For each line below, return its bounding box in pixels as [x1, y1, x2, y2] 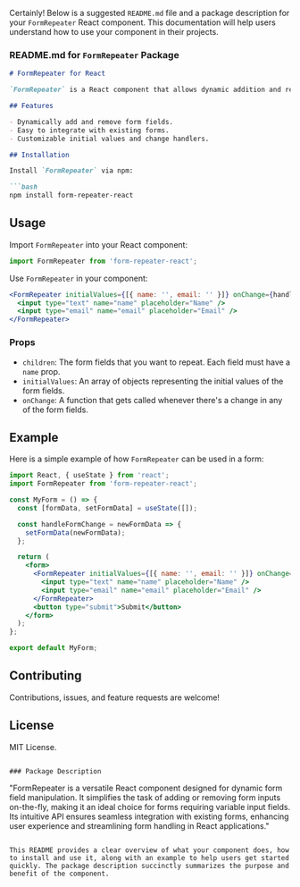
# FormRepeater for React [9, 69, 105, 79]
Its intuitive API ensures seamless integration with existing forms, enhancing [9, 811, 289, 822]
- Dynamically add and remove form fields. [9, 117, 174, 126]
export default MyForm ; [9, 644, 98, 653]
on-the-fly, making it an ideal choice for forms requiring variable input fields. [9, 801, 291, 812]
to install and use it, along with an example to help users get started [9, 853, 290, 862]
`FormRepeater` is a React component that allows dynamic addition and [9, 85, 281, 95]
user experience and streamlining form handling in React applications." [9, 820, 270, 831]
